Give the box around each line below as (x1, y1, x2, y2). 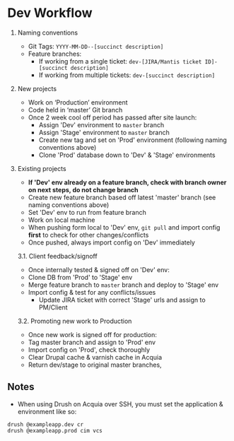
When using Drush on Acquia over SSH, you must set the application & (17, 399, 224, 408)
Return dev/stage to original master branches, (28, 360, 162, 369)
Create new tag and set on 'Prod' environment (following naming (38, 136, 228, 144)
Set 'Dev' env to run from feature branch (28, 208, 147, 216)
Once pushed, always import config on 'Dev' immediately (28, 238, 196, 247)
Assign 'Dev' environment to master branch (38, 120, 165, 129)
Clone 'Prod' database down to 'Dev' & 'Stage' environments (38, 151, 216, 159)
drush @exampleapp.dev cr (7, 421, 83, 428)
